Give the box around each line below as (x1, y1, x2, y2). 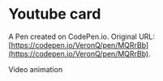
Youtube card (8, 5, 101, 23)
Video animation (8, 64, 63, 74)
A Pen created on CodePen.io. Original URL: (8, 32, 156, 41)
